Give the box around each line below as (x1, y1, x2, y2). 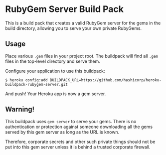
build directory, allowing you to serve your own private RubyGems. (5, 25, 142, 31)
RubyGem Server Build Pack (5, 3, 124, 15)
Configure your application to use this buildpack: (5, 68, 105, 74)
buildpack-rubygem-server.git (5, 82, 68, 87)
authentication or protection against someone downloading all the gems (5, 124, 153, 130)
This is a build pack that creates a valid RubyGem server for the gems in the (5, 20, 161, 26)
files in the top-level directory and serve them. (5, 58, 101, 64)
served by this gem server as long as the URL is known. (5, 129, 120, 135)
